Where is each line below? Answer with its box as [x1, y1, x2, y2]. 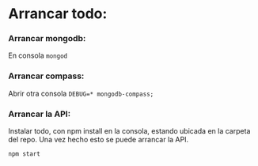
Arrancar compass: [8, 70, 85, 81]
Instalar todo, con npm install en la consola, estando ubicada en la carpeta [8, 126, 251, 136]
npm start [8, 150, 41, 158]
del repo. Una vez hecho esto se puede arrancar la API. [8, 135, 188, 145]
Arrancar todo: [8, 5, 108, 23]
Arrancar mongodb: [8, 33, 86, 44]
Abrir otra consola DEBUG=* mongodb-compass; [8, 89, 154, 98]
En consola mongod [8, 51, 68, 60]
